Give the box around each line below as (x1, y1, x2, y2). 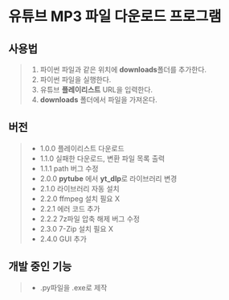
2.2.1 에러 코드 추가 (39, 203, 100, 213)
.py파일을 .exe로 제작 (39, 282, 108, 292)
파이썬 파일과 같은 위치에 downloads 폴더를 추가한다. (39, 65, 207, 74)
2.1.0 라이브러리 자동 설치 (39, 183, 120, 193)
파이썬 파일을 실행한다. (39, 75, 112, 84)
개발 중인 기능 (8, 260, 72, 273)
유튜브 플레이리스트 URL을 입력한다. (39, 85, 153, 94)
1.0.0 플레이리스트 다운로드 (39, 143, 125, 153)
